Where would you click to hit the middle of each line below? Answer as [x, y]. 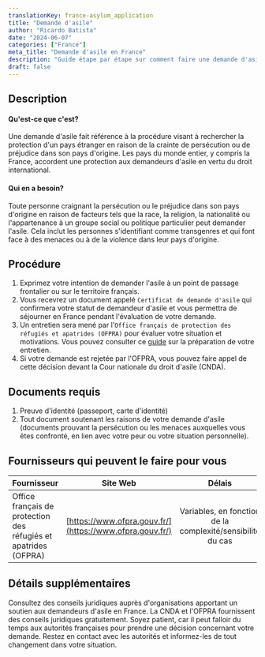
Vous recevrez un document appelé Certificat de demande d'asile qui [136, 300]
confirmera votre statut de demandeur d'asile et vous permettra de [128, 308]
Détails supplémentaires [70, 584]
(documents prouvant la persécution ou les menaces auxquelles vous [132, 428]
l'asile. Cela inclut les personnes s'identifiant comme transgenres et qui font [131, 231]
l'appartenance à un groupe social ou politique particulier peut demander [127, 223]
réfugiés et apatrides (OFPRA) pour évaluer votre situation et [121, 333]
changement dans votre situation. [63, 644]
